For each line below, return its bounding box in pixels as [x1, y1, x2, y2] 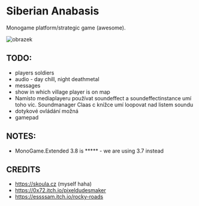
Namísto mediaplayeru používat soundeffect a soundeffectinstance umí [14, 94, 192, 101]
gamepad [14, 114, 39, 121]
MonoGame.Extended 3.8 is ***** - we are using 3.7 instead [14, 147, 164, 154]
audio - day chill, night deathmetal [14, 75, 100, 82]
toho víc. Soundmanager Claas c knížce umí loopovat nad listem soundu [14, 101, 194, 108]
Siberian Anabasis [6, 4, 99, 18]
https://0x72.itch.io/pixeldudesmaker [14, 187, 107, 194]
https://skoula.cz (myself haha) [14, 180, 92, 187]
